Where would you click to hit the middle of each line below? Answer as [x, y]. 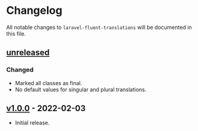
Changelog [34, 11]
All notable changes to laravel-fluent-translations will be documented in [99, 27]
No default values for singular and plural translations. [81, 89]
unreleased [28, 53]
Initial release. [32, 123]
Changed [20, 70]
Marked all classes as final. [48, 83]
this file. [16, 33]
